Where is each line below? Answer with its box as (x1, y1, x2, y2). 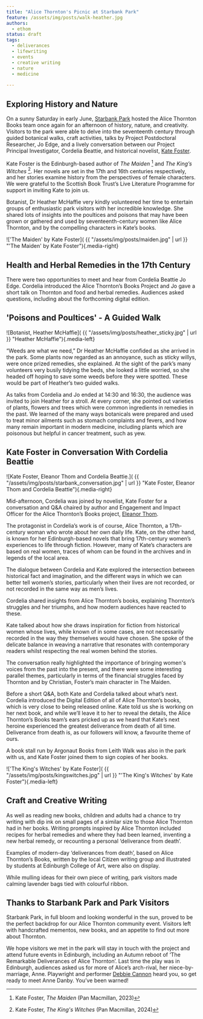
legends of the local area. (6, 554, 70, 561)
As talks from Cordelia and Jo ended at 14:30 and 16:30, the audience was (6, 391, 192, 398)
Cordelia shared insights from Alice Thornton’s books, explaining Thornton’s (6, 597, 195, 604)
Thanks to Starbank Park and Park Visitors (6, 897, 170, 908)
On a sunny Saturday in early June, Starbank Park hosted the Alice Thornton (6, 115, 197, 122)
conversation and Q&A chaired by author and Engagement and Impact (6, 503, 181, 511)
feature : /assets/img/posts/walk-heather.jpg (6, 15, 123, 21)
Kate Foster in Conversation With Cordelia (6, 447, 168, 457)
